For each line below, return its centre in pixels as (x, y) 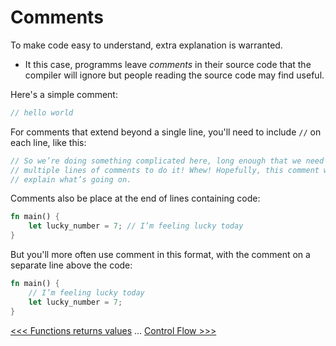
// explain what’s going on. (71, 179)
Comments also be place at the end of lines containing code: (135, 198)
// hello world (42, 112)
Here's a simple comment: (64, 94)
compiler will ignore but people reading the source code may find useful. (174, 75)
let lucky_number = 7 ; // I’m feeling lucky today (136, 226)
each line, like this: (48, 142)
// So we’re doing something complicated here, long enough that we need (167, 161)
